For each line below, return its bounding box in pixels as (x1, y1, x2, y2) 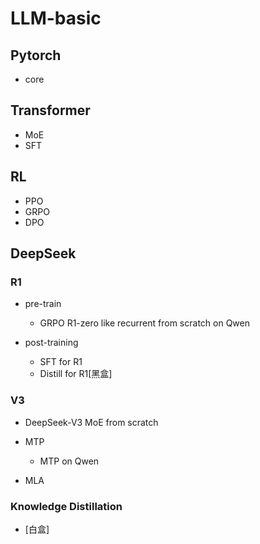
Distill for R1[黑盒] (39, 368, 113, 380)
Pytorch (10, 47, 62, 64)
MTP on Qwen (39, 455, 100, 467)
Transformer (10, 102, 91, 119)
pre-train (24, 298, 62, 310)
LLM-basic (10, 7, 102, 30)
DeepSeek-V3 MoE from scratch (24, 416, 159, 428)
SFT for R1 (39, 356, 83, 368)
